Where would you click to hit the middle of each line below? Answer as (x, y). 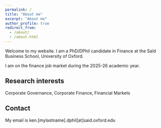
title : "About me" (24, 14)
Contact (18, 108)
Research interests (35, 81)
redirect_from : (21, 28)
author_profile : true (27, 23)
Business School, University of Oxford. (44, 56)
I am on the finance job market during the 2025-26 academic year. (73, 65)
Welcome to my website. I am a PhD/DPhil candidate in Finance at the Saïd (80, 51)
